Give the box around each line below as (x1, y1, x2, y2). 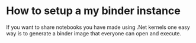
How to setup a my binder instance (6, 4, 181, 18)
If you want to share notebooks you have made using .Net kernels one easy (6, 24, 191, 31)
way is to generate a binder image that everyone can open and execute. (6, 29, 182, 37)
